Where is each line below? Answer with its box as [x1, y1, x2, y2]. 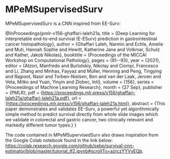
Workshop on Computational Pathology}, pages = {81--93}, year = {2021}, [5, 57, 161, 63]
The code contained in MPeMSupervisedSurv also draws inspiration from [5, 132, 159, 138]
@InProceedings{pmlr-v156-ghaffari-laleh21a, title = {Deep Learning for [5, 30, 155, 36]
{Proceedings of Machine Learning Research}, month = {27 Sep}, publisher [5, 84, 162, 90]
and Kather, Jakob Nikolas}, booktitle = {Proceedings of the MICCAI [5, 52, 147, 58]
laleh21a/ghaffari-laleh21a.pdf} [5, 95, 70, 101]
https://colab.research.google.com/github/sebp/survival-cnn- [5, 142, 134, 148]
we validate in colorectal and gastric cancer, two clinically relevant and [5, 116, 153, 122]
